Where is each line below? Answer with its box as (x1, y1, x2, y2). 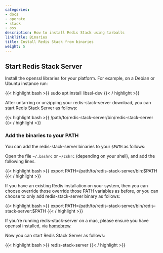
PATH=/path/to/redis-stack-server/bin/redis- (65, 203, 156, 209)
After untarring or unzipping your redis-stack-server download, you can (5, 100, 152, 106)
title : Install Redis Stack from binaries (5, 40, 94, 44)
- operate (5, 16, 26, 21)
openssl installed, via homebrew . (5, 223, 72, 229)
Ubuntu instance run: (5, 81, 48, 86)
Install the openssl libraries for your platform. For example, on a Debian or (5, 75, 155, 82)
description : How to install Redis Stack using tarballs (5, 30, 125, 35)
